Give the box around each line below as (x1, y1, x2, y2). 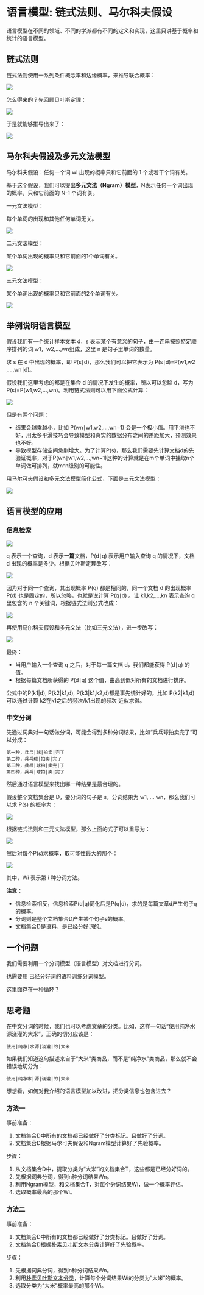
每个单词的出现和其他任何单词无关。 (6, 215, 97, 222)
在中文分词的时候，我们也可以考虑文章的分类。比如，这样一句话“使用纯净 (6, 1022, 191, 1030)
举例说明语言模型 (6, 321, 71, 331)
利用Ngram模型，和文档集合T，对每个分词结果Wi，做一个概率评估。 (15, 1180, 187, 1188)
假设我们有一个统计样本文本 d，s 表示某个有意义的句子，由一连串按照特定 (6, 338, 192, 345)
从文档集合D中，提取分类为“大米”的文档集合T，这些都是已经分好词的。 (15, 1165, 193, 1173)
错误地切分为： (6, 1062, 44, 1070)
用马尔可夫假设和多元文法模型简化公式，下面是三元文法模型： (6, 475, 161, 482)
